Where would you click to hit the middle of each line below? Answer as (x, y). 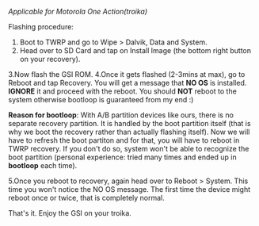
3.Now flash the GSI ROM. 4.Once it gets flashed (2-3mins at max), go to (127, 74)
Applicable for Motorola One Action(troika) (78, 11)
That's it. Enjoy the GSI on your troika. (70, 213)
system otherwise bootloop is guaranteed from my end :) (101, 100)
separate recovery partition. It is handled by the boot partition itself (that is (129, 123)
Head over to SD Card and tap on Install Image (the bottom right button (135, 50)
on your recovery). (50, 59)
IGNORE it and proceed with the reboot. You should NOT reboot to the (123, 91)
